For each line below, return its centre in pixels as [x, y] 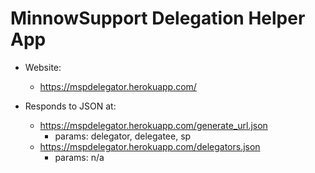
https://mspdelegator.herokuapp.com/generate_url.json [153, 125]
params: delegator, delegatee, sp [123, 136]
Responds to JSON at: [70, 106]
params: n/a [79, 157]
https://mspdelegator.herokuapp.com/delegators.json [150, 146]
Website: [43, 67]
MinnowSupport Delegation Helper [158, 18]
